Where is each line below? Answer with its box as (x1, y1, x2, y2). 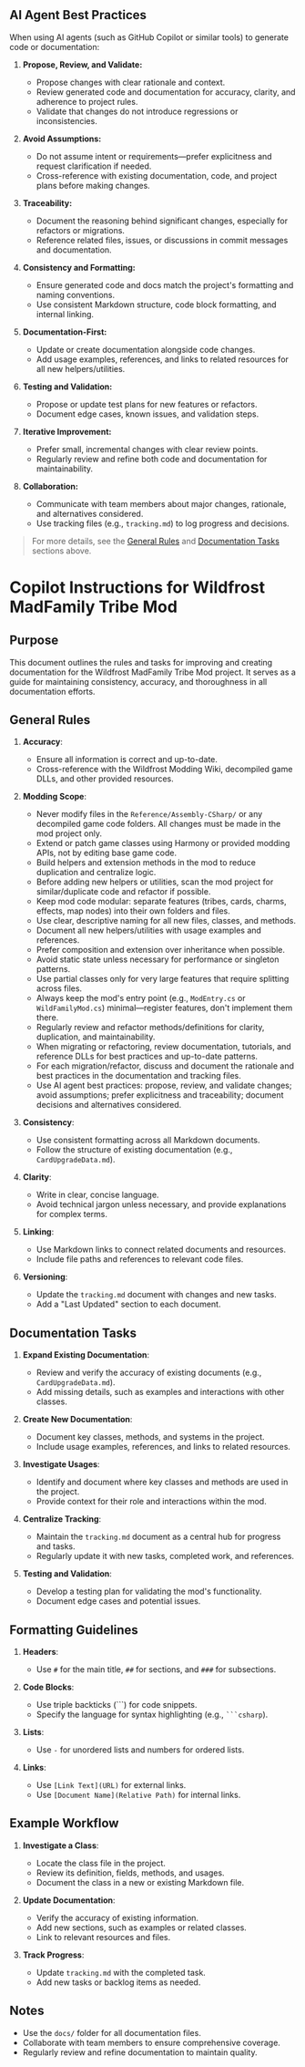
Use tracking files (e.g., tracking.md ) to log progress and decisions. (36, 518, 290, 529)
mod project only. (36, 828, 103, 839)
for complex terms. (36, 1209, 107, 1220)
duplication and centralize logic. (36, 867, 157, 878)
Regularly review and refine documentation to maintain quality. (22, 2046, 258, 2058)
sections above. (31, 545, 92, 556)
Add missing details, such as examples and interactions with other (36, 1387, 285, 1398)
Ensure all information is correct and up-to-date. (36, 754, 219, 765)
